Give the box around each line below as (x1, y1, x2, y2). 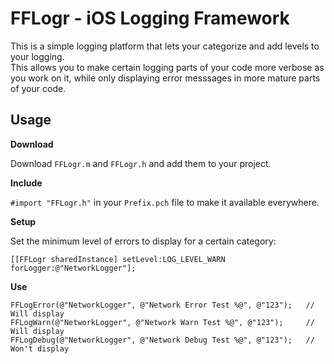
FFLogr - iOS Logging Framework (10, 7, 290, 30)
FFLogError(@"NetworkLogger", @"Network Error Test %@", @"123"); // (10, 300, 315, 310)
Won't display (10, 343, 70, 354)
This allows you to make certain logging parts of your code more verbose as (10, 61, 325, 73)
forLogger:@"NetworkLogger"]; (10, 263, 137, 273)
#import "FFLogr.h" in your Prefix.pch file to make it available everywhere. (10, 196, 320, 208)
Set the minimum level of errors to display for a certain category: (10, 235, 277, 247)
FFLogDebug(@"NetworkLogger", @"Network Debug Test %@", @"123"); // (10, 335, 315, 345)
